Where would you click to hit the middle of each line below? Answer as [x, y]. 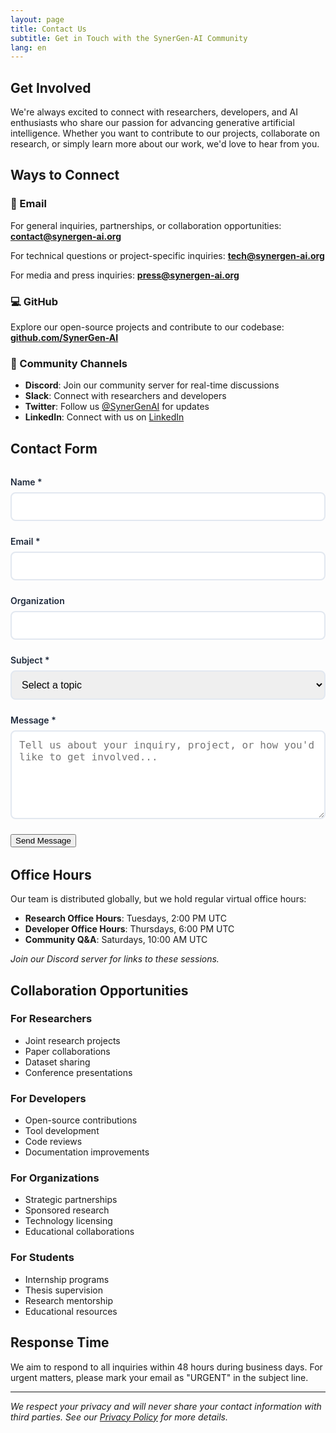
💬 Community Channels [69, 363]
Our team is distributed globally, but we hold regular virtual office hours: [158, 899]
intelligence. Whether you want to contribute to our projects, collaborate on [165, 133]
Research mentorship [69, 1300]
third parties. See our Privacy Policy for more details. [119, 1417]
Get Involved [51, 87]
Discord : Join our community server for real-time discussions [152, 385]
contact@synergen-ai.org [66, 236]
